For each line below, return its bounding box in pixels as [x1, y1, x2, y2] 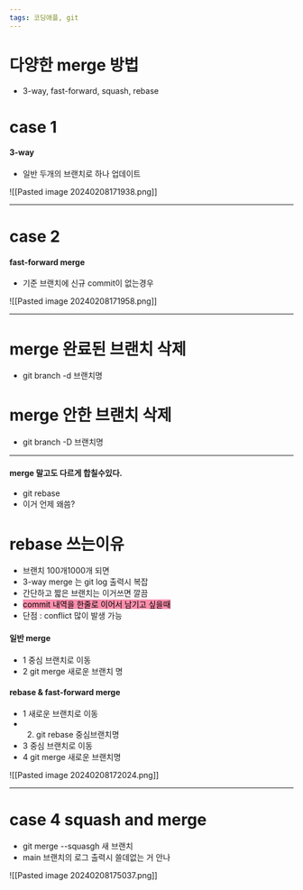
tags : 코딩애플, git [9, 13, 79, 23]
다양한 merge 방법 [9, 55, 140, 75]
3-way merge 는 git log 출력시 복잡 [22, 576, 149, 587]
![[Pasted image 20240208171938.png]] [9, 186, 158, 197]
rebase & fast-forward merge [9, 687, 121, 698]
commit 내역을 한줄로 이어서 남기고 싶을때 [22, 599, 171, 610]
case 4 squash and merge [9, 809, 207, 830]
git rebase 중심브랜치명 [35, 729, 120, 739]
